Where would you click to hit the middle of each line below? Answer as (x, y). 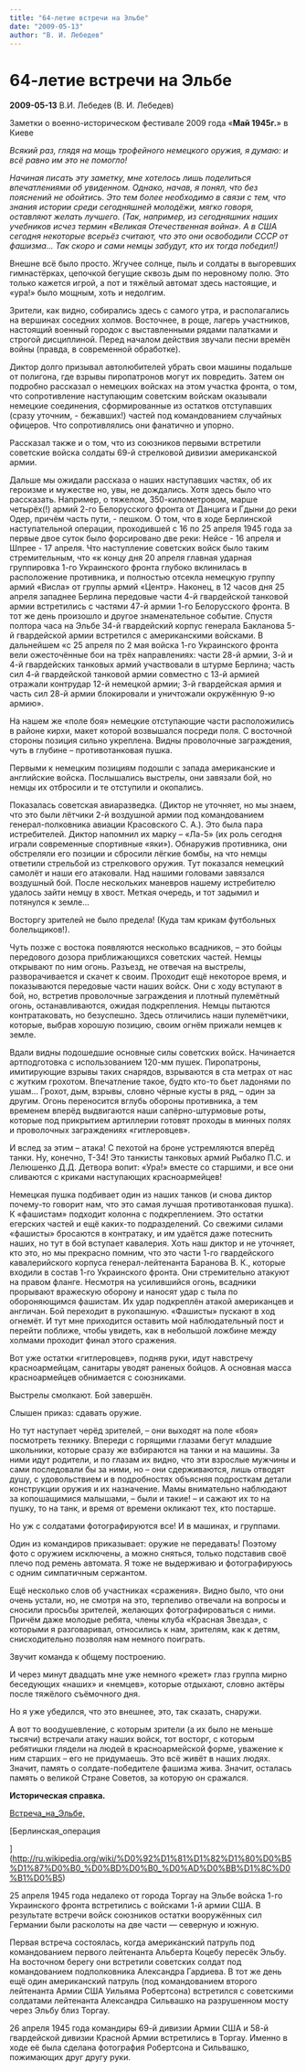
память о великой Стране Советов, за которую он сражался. (129, 1778)
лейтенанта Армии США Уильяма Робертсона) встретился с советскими (152, 1991)
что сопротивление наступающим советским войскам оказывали (138, 396)
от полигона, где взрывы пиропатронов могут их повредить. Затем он (147, 377)
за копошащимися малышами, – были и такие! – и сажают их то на (140, 1499)
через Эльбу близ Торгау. (60, 2011)
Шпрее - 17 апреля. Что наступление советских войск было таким (139, 548)
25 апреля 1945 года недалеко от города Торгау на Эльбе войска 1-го (146, 1896)
